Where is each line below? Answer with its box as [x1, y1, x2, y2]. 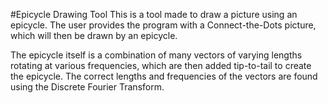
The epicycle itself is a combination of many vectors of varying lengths [10, 49, 303, 61]
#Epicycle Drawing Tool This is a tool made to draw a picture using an [10, 9, 298, 20]
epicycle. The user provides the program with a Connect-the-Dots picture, [10, 19, 317, 31]
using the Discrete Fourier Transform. [10, 81, 165, 93]
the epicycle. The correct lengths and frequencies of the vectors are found [10, 70, 318, 82]
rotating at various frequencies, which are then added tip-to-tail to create [10, 60, 312, 71]
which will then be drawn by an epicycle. [10, 30, 178, 41]
